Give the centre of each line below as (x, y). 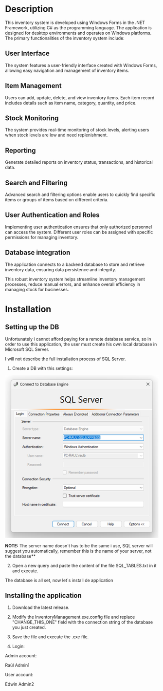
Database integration (38, 253)
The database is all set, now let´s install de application (59, 580)
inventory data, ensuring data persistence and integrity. (61, 269)
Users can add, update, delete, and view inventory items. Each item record (80, 97)
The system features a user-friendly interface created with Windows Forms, (81, 65)
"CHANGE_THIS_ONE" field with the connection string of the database (82, 622)
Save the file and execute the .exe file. (50, 637)
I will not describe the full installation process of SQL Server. (65, 359)
